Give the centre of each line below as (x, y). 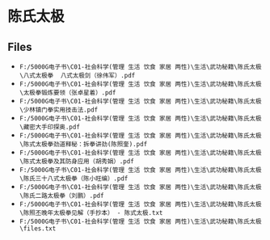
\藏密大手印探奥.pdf (49, 127)
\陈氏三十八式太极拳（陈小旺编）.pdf (74, 179)
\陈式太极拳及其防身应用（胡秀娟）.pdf (76, 162)
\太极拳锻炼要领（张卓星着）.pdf (67, 93)
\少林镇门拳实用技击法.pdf (59, 110)
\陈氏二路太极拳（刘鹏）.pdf (61, 196)
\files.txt (38, 229)
